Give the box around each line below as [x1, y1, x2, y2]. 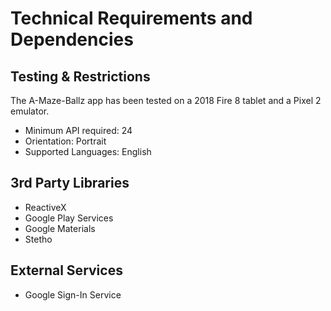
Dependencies [10, 28, 134, 51]
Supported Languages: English [24, 146, 152, 157]
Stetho [24, 233, 53, 245]
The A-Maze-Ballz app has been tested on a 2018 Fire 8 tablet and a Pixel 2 [10, 95, 322, 106]
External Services [10, 262, 123, 279]
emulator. [10, 105, 50, 117]
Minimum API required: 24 [24, 125, 133, 136]
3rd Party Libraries [10, 175, 130, 192]
